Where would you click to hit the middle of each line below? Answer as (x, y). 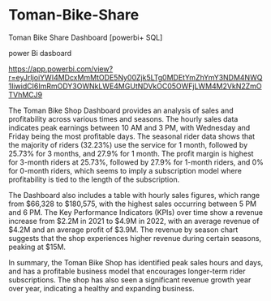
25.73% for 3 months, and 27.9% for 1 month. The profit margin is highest (131, 153)
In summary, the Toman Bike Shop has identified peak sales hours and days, (136, 262)
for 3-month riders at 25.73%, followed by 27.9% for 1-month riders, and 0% (136, 162)
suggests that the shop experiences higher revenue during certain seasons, (135, 238)
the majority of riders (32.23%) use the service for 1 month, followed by (128, 144)
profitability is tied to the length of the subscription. (94, 179)
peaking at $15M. (37, 247)
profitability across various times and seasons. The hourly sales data (123, 118)
